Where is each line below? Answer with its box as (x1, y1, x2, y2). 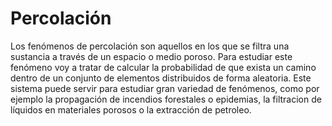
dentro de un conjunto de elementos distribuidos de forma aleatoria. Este (10, 72, 312, 84)
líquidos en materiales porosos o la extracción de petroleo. (10, 103, 252, 116)
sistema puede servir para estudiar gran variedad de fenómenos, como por (10, 82, 320, 94)
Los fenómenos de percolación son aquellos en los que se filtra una (10, 40, 290, 52)
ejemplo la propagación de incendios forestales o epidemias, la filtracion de (10, 93, 322, 105)
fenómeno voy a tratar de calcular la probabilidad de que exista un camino (10, 61, 317, 73)
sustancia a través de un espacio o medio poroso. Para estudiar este (10, 50, 293, 62)
